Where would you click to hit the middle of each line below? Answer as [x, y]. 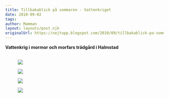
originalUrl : [19, 33]
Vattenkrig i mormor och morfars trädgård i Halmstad [62, 47]
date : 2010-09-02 [23, 14]
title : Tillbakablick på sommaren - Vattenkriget [58, 10]
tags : [11, 19]
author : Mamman [21, 24]
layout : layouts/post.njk [32, 28]
